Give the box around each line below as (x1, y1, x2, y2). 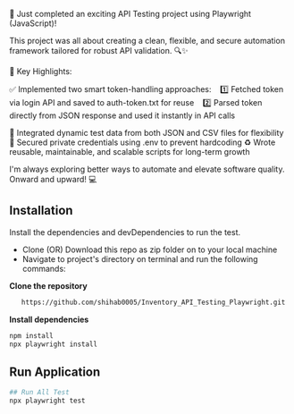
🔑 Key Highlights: (9, 66, 72, 76)
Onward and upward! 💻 (9, 174, 97, 184)
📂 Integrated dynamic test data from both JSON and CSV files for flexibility (9, 128, 284, 138)
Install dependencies (9, 314, 89, 325)
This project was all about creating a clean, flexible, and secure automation (9, 36, 286, 46)
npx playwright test (9, 396, 87, 406)
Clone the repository (9, 280, 88, 291)
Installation (9, 203, 73, 218)
